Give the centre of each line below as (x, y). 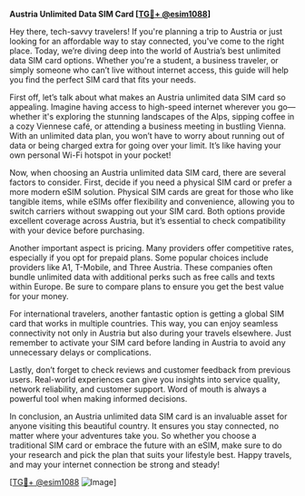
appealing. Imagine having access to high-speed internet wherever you (143, 107)
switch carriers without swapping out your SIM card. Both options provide (148, 211)
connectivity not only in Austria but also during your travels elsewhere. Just (151, 333)
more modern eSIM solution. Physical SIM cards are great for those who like (152, 192)
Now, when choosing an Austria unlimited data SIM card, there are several (148, 173)
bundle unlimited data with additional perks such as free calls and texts (142, 277)
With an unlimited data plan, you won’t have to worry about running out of (147, 136)
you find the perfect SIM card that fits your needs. (103, 80)
